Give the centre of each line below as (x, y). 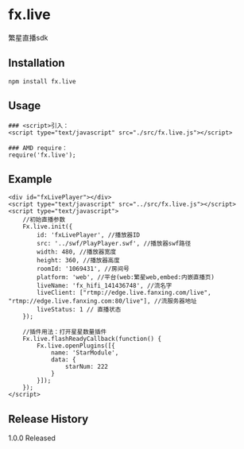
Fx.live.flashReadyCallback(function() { (92, 339)
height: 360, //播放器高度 (79, 261)
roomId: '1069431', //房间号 (83, 269)
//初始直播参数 (44, 220)
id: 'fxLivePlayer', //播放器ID (89, 235)
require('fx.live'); (43, 155)
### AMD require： (38, 148)
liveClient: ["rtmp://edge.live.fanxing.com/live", (124, 293)
